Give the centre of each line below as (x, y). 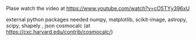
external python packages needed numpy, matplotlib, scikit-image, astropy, (97, 19)
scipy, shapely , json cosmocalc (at (48, 26)
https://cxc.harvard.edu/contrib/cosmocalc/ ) (60, 32)
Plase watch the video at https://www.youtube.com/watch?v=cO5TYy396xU (98, 8)
